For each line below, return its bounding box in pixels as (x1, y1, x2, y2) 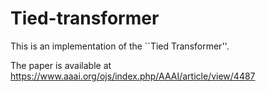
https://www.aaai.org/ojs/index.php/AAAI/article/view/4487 (10, 70, 256, 82)
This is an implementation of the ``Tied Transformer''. (10, 40, 230, 52)
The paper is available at (10, 59, 112, 71)
